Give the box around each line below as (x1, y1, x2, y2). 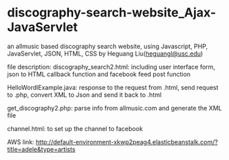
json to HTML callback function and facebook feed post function (7, 70, 191, 78)
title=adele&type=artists (7, 145, 76, 153)
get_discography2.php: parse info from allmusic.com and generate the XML (7, 104, 222, 112)
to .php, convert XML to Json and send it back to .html (7, 91, 162, 99)
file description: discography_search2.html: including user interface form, (7, 62, 216, 71)
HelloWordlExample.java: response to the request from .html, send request (7, 83, 219, 91)
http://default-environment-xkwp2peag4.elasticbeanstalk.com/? (35, 137, 219, 146)
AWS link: (7, 137, 34, 146)
